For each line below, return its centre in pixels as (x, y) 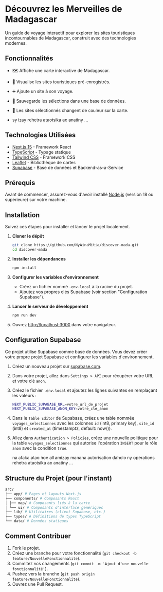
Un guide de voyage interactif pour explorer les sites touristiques (70, 33)
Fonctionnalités (29, 59)
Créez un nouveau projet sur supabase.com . (57, 366)
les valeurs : (24, 395)
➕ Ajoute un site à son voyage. (43, 91)
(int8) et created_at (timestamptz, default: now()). (62, 428)
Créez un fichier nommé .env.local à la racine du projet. (76, 286)
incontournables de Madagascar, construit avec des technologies (71, 38)
